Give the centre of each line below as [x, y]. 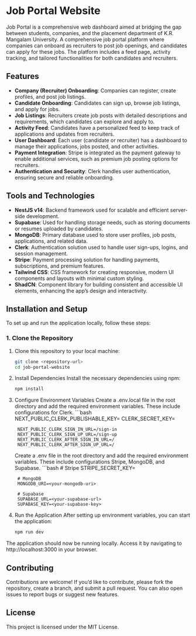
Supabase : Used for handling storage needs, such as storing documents [102, 222]
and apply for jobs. [37, 109]
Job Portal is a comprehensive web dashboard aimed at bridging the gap [94, 27]
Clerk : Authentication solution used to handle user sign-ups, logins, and [101, 247]
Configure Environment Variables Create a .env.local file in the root [95, 400]
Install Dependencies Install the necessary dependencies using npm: [97, 378]
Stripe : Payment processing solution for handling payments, [87, 260]
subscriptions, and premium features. [60, 266]
